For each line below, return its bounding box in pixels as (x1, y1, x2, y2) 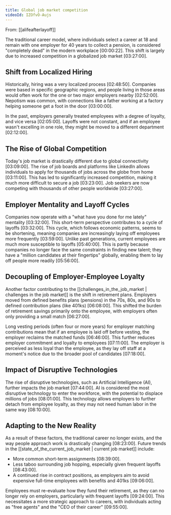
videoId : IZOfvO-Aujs (5, 12, 52, 17)
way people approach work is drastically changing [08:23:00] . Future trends (5, 440, 166, 447)
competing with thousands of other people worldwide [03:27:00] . (5, 186, 143, 192)
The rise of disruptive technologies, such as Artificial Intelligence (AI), (5, 379, 153, 385)
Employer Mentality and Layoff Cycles (5, 200, 130, 209)
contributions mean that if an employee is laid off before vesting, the (5, 328, 149, 335)
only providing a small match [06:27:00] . (5, 313, 91, 319)
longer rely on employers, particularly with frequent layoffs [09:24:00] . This (5, 493, 165, 499)
